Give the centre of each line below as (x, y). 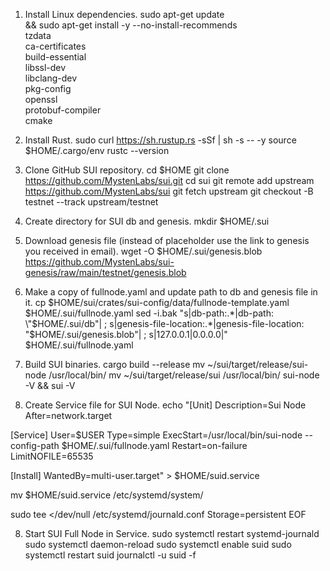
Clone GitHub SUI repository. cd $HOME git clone (127, 170)
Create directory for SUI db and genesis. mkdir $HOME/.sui (147, 221)
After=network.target (68, 415)
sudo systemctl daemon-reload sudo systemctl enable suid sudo (158, 544)
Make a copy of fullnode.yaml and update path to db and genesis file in (171, 292)
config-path (35, 445)
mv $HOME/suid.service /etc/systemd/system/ (107, 495)
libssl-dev (45, 67)
